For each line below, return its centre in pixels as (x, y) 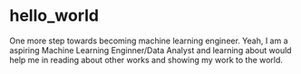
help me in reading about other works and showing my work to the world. (146, 60)
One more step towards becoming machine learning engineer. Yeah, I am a (149, 41)
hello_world (54, 16)
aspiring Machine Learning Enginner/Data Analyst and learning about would (150, 50)
